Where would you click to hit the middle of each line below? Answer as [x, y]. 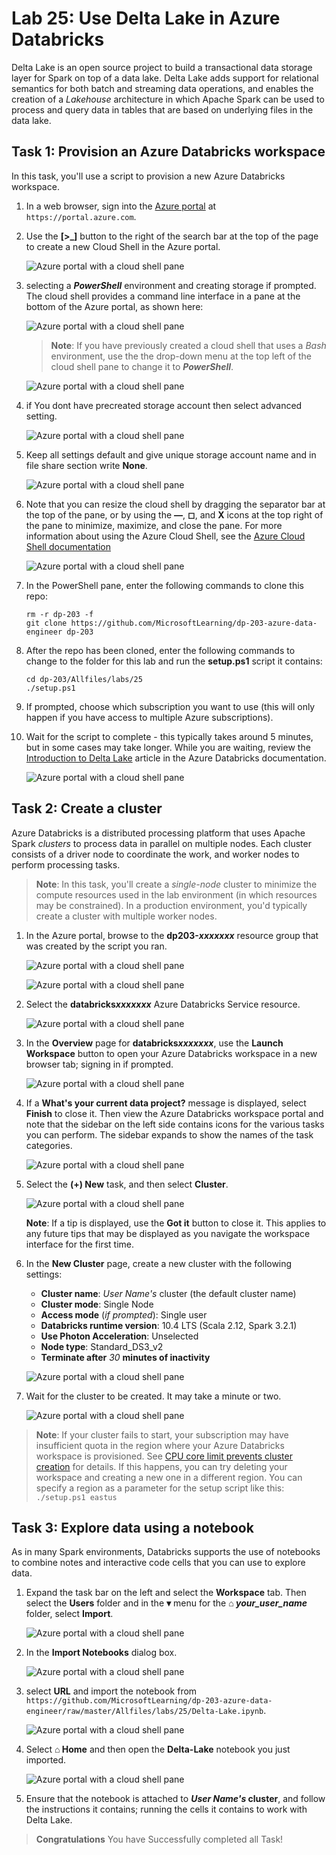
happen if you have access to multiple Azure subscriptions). [149, 717]
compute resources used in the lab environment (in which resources [176, 894]
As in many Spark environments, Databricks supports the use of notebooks [166, 1552]
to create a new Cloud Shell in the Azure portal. [123, 246]
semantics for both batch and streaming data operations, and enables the [162, 88]
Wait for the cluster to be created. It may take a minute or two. [153, 1396]
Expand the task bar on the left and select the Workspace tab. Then [166, 1593]
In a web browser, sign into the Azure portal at [121, 206]
